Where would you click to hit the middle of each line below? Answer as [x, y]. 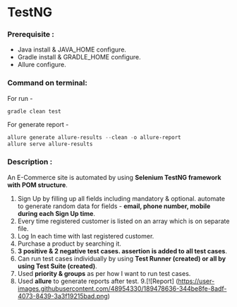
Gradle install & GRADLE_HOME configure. [79, 57]
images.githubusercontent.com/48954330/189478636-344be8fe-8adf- [122, 288]
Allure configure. [42, 65]
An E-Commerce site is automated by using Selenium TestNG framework [114, 177]
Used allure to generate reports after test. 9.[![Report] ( [98, 281]
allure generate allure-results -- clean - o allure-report [94, 137]
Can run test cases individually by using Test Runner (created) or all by [122, 258]
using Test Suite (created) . [57, 266]
